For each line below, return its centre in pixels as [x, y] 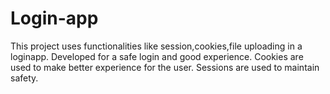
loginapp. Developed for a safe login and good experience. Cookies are [157, 56]
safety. [24, 78]
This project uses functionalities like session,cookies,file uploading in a [156, 46]
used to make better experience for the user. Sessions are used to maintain [165, 67]
